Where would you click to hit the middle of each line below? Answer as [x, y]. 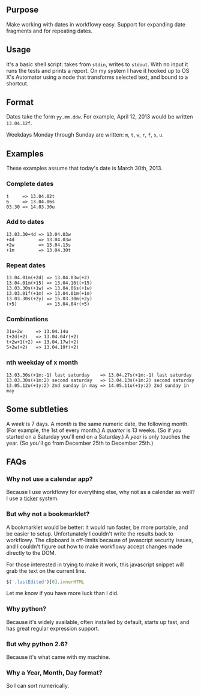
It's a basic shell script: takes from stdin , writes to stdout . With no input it [97, 64]
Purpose [22, 10]
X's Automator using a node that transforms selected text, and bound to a [97, 77]
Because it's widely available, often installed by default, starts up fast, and [98, 622]
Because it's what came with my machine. [58, 657]
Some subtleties [37, 409]
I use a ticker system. [32, 498]
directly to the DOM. [31, 552]
